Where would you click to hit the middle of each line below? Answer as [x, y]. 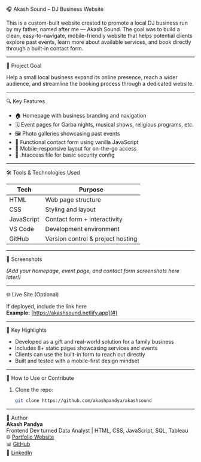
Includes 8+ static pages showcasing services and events [86, 348]
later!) [13, 277]
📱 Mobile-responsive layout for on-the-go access [76, 148]
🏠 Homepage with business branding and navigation [80, 115]
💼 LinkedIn [19, 452]
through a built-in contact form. [45, 48]
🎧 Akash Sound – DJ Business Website [55, 9]
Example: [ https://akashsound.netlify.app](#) [62, 313]
